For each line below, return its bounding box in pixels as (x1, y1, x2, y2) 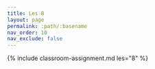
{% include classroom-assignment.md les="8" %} (7, 54, 149, 62)
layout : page (7, 16, 45, 23)
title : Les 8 (7, 10, 45, 17)
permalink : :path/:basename (7, 23, 88, 29)
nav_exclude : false (7, 36, 63, 42)
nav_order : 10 (7, 29, 48, 36)
